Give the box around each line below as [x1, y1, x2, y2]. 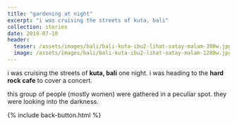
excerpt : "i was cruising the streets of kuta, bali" [7, 17, 169, 24]
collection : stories [7, 23, 68, 30]
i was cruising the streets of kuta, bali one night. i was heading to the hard [7, 68, 224, 77]
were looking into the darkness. [7, 97, 99, 105]
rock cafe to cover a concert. [7, 76, 93, 84]
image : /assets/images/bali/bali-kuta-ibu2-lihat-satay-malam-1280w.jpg [13, 50, 232, 57]
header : [7, 37, 30, 44]
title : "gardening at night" [7, 10, 93, 18]
